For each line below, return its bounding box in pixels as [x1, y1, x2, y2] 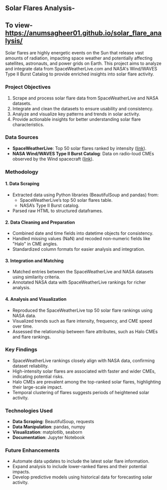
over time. [12, 323, 33, 329]
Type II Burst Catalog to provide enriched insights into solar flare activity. [5, 71, 154, 77]
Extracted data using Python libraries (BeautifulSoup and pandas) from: [12, 192, 159, 198]
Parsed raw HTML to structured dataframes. [12, 207, 103, 214]
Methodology [5, 168, 39, 175]
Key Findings [5, 346, 37, 353]
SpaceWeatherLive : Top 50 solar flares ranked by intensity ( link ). [12, 145, 147, 151]
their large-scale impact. [12, 384, 63, 390]
